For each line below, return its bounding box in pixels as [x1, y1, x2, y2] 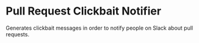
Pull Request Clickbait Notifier [5, 4, 162, 18]
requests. [5, 30, 30, 38]
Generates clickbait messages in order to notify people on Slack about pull [5, 24, 194, 31]
